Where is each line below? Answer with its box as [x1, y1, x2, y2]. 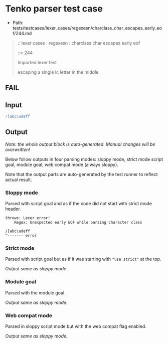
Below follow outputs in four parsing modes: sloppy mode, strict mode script [5, 156, 163, 162]
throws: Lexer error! [5, 216, 51, 221]
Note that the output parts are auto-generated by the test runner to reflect [5, 171, 158, 177]
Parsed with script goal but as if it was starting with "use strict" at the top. [5, 256, 161, 262]
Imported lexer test [17, 59, 57, 65]
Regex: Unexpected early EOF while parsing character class [14, 220, 142, 225]
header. [5, 206, 21, 212]
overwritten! [5, 146, 30, 152]
